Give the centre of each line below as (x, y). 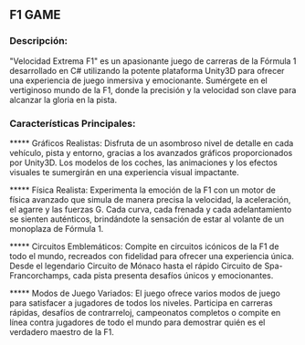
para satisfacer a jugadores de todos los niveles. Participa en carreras (141, 303)
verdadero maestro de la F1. (62, 331)
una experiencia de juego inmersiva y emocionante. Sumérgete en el (138, 80)
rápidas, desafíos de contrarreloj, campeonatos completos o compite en (145, 312)
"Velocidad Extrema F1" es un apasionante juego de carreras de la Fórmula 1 (153, 61)
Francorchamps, (40, 275)
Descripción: (39, 41)
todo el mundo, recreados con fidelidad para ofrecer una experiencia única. (152, 256)
